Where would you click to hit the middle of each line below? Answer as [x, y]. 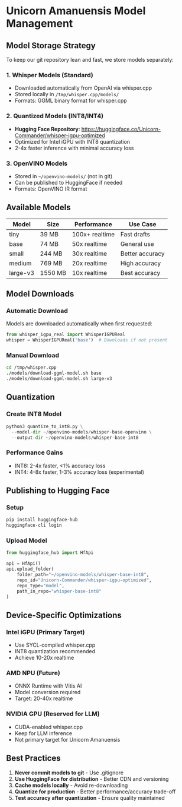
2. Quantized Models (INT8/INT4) [55, 116]
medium [20, 263]
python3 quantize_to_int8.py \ [45, 426]
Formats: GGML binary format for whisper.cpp [71, 101]
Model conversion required [48, 692]
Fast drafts [135, 234]
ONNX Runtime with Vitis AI [48, 686]
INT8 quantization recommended [55, 651]
